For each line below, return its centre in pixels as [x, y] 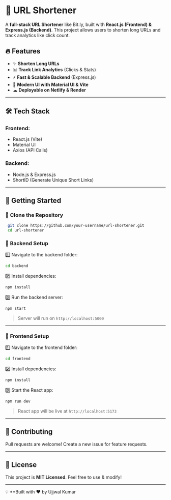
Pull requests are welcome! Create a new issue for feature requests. [76, 444]
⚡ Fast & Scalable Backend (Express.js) [54, 77]
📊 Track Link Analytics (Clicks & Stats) [54, 69]
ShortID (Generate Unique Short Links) [53, 180]
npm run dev [18, 401]
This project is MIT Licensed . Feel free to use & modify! [64, 477]
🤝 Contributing [29, 432]
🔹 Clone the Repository [34, 215]
